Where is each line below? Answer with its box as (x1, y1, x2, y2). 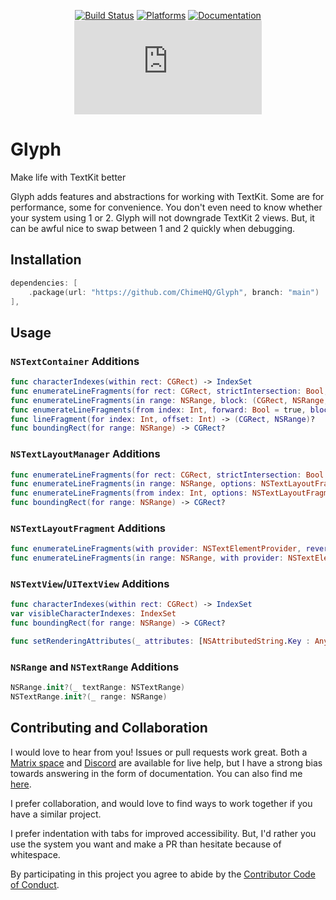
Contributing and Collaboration (10, 720, 208, 737)
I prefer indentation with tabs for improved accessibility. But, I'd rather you (10, 827, 317, 839)
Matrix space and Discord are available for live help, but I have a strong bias (10, 756, 323, 769)
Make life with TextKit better (10, 171, 127, 183)
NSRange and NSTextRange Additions (10, 660, 180, 674)
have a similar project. (10, 808, 102, 820)
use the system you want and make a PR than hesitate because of (10, 838, 282, 850)
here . (10, 778, 32, 790)
